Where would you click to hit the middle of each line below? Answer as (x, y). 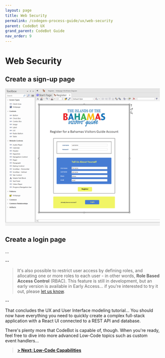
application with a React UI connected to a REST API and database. (73, 321)
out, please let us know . (41, 291)
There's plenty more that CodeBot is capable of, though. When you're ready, (82, 330)
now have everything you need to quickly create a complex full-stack (75, 315)
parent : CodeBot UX (25, 26)
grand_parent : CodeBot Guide (35, 31)
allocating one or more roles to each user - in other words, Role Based (88, 276)
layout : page (18, 10)
